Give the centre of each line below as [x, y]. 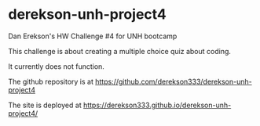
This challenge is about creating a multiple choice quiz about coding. [120, 51]
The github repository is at [51, 81]
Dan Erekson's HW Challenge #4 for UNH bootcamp [93, 36]
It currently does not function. [56, 66]
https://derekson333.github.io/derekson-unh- [157, 105]
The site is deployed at [45, 105]
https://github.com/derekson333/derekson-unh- [174, 81]
